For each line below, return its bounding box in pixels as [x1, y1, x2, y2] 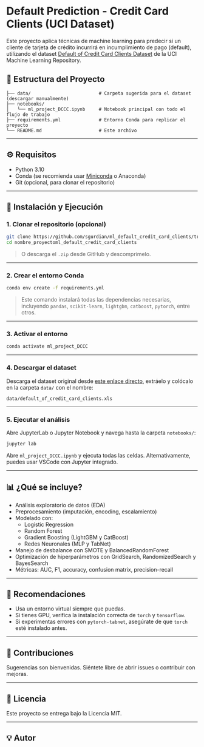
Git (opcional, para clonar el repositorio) [15, 178, 115, 186]
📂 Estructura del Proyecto [6, 74, 105, 84]
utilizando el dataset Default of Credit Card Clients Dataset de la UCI [6, 50, 177, 57]
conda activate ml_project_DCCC [6, 343, 88, 350]
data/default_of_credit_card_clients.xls [6, 396, 113, 402]
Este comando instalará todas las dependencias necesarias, [21, 296, 172, 303]
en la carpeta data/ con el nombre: [6, 384, 93, 391]
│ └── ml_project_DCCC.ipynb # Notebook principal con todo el [6, 106, 186, 112]
